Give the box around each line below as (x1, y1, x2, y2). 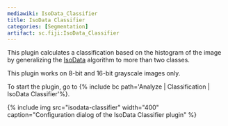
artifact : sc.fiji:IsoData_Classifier (7, 29, 120, 37)
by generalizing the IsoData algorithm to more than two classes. (7, 56, 190, 64)
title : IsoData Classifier (7, 17, 85, 24)
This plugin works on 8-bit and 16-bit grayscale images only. (7, 69, 181, 78)
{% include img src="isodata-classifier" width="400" (7, 103, 160, 111)
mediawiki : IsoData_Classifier (7, 10, 98, 17)
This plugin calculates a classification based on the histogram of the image (7, 48, 222, 57)
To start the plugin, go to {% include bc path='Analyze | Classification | (7, 82, 211, 91)
